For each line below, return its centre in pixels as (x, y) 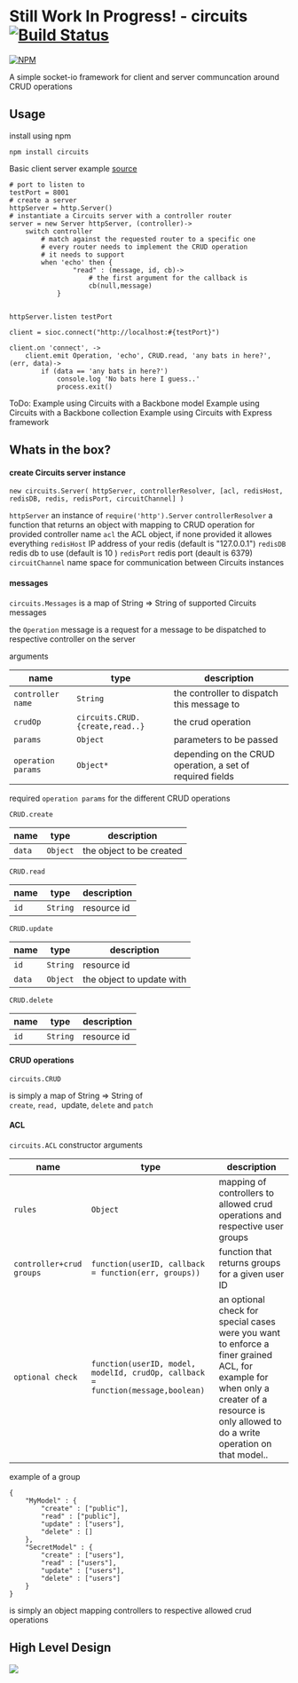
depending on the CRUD (224, 754)
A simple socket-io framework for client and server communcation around (144, 76)
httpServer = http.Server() (61, 208)
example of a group (45, 1476)
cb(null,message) (120, 286)
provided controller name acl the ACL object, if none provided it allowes (141, 534)
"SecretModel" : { (59, 1547)
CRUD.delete (31, 1000)
